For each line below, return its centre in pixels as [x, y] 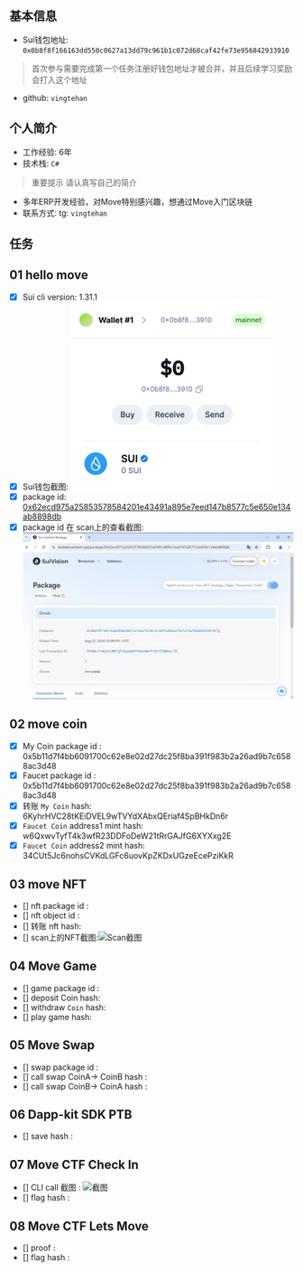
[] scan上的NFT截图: [60, 937]
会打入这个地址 [59, 79]
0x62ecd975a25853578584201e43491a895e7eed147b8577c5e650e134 [156, 507]
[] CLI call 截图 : [51, 1188]
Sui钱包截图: [46, 487]
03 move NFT [48, 884]
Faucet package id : [59, 775]
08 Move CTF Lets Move [79, 1226]
